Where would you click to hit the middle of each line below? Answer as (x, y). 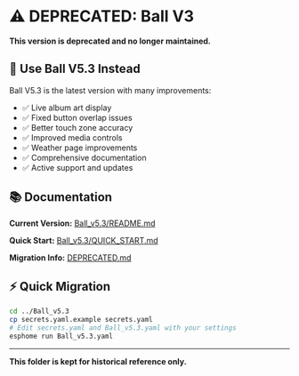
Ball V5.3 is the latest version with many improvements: (110, 90)
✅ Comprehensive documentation (84, 157)
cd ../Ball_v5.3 (39, 312)
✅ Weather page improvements (80, 148)
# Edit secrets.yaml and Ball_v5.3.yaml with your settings (123, 328)
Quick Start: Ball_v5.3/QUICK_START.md (84, 240)
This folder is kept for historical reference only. (98, 361)
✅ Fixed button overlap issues (77, 117)
